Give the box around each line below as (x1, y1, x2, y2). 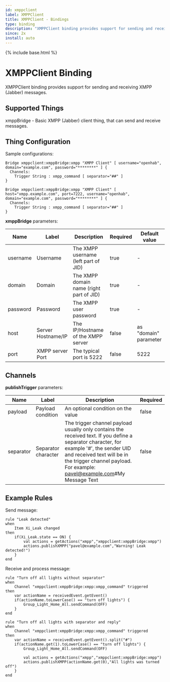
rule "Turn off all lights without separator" (5, 575, 105, 581)
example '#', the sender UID (65, 445, 132, 452)
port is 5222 (72, 354, 103, 361)
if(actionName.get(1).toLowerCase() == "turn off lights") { (14, 642, 146, 647)
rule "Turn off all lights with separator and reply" (5, 620, 121, 625)
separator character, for (65, 439, 121, 446)
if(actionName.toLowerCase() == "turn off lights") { (14, 598, 130, 603)
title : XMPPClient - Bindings (5, 17, 69, 22)
